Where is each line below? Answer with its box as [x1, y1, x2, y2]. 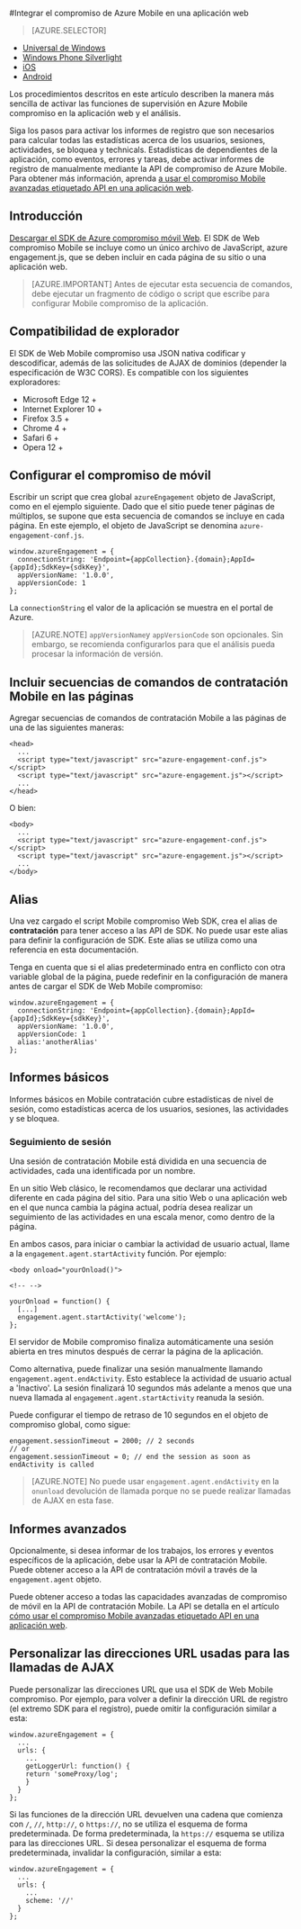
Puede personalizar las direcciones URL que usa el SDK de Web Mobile [9, 1683, 274, 1695]
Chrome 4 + [22, 422, 67, 433]
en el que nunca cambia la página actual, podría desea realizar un [9, 1202, 253, 1213]
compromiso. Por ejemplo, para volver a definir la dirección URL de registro [9, 1693, 288, 1704]
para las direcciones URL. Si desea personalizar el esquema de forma [9, 1837, 267, 1848]
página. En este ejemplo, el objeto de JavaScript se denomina [9, 520, 238, 531]
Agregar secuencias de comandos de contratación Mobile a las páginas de [9, 713, 287, 724]
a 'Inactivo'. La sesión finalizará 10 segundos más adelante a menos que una [9, 1383, 292, 1393]
